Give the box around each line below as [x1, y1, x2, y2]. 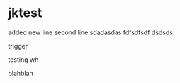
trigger [8, 41, 28, 50]
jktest [8, 5, 43, 21]
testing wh [8, 55, 39, 64]
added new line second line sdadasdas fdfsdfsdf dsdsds [8, 28, 173, 37]
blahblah [8, 69, 34, 77]
